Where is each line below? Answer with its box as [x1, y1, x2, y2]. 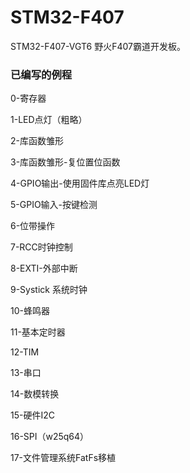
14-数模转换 [10, 388, 60, 400]
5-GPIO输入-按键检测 [10, 199, 98, 211]
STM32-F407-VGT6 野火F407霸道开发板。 [10, 40, 186, 52]
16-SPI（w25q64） [10, 431, 90, 443]
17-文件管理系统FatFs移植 [10, 452, 117, 464]
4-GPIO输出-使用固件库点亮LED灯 [10, 177, 150, 190]
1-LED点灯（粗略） [10, 114, 88, 126]
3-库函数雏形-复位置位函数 [10, 156, 121, 168]
